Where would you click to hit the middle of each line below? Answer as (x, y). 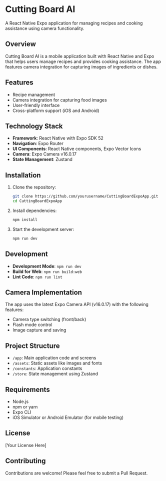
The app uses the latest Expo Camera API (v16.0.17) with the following (77, 304)
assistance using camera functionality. (45, 28)
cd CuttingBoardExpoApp (37, 201)
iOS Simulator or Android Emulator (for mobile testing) (68, 417)
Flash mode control (32, 325)
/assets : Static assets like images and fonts (57, 363)
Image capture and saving (39, 330)
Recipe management (34, 94)
